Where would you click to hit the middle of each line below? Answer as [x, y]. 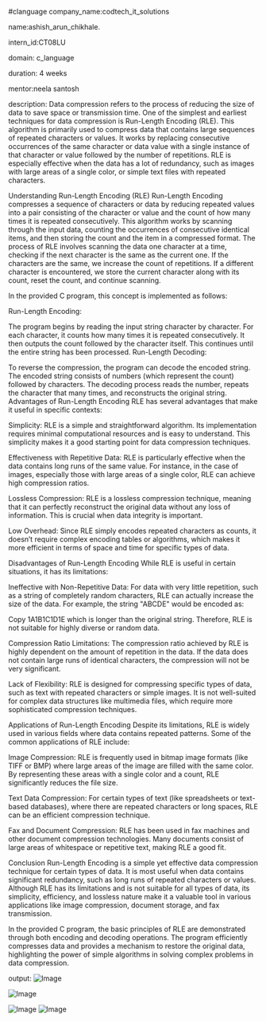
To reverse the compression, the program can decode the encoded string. [129, 367]
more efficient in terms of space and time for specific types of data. [119, 548]
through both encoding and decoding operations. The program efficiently [128, 938]
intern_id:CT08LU [37, 42]
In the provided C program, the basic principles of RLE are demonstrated [127, 929]
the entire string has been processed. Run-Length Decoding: [108, 352]
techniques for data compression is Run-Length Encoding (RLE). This [121, 121]
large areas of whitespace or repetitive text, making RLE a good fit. [117, 847]
